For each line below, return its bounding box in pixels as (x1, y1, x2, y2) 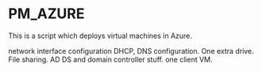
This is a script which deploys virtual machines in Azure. (8, 31, 193, 40)
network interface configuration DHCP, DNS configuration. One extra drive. (8, 46, 254, 55)
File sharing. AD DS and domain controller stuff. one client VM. (8, 55, 213, 64)
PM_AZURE (8, 5, 85, 23)
